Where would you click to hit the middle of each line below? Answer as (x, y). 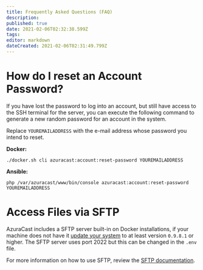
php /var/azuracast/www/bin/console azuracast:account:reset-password (98, 183)
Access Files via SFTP (63, 212)
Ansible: (17, 171)
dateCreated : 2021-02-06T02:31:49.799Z (57, 46)
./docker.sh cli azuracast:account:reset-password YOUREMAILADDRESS (95, 160)
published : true (27, 23)
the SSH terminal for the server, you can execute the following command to (100, 112)
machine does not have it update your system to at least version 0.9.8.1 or (100, 235)
